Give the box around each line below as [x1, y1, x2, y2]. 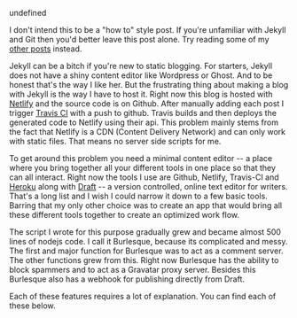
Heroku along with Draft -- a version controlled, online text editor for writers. [9, 182, 288, 191]
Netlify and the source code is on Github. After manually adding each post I [9, 98, 285, 109]
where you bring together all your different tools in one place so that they [9, 163, 277, 173]
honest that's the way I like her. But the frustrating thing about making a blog [9, 80, 289, 89]
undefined [9, 8, 47, 18]
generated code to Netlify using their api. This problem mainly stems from [9, 117, 279, 128]
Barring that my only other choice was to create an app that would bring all [9, 200, 282, 211]
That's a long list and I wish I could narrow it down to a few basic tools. [9, 190, 268, 201]
